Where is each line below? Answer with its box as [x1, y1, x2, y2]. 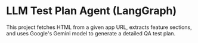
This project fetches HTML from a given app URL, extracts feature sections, [6, 24, 192, 31]
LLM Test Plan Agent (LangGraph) [6, 4, 177, 18]
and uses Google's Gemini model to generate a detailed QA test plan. [6, 29, 176, 37]
